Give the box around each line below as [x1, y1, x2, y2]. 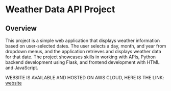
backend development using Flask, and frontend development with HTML [5, 59, 160, 65]
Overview [5, 24, 37, 33]
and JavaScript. [5, 65, 38, 71]
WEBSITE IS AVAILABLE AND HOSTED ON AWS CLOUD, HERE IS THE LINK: [5, 75, 164, 80]
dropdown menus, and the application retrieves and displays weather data [5, 49, 162, 54]
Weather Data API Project [5, 4, 115, 15]
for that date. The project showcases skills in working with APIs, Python [5, 54, 156, 60]
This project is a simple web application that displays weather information [5, 37, 160, 43]
